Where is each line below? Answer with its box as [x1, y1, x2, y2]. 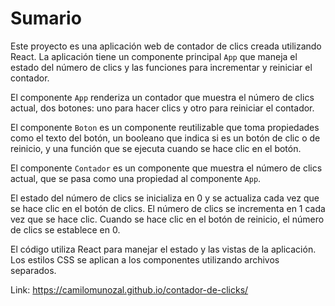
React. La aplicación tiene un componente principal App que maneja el [10, 50, 298, 62]
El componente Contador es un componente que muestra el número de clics [10, 162, 323, 174]
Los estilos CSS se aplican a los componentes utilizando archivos [10, 253, 280, 266]
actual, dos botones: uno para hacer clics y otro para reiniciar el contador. [10, 102, 315, 114]
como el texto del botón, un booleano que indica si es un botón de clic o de [10, 132, 321, 144]
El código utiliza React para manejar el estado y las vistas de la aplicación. [10, 243, 317, 255]
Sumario [10, 7, 82, 30]
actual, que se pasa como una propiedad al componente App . [10, 172, 262, 184]
